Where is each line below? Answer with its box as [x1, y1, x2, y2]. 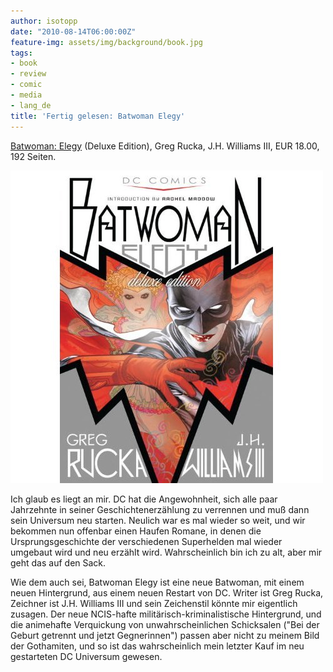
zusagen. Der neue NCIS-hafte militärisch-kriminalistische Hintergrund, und [10, 608, 322, 620]
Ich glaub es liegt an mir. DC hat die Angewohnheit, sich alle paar [10, 493, 278, 505]
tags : [10, 48, 33, 58]
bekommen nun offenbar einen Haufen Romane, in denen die [10, 525, 262, 537]
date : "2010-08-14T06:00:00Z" [10, 26, 137, 37]
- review [10, 69, 47, 79]
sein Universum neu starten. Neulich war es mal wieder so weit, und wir [10, 514, 306, 526]
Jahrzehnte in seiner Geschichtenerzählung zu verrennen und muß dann [10, 503, 310, 515]
